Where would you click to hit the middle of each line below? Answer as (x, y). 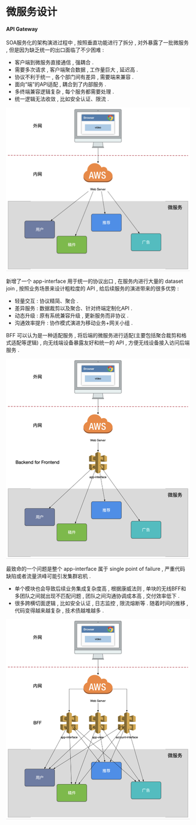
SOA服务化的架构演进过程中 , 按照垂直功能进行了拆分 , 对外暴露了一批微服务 (97, 43)
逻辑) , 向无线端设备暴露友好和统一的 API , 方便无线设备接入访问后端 (108, 343)
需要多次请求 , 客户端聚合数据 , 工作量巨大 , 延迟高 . (76, 70)
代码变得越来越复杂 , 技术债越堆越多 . (59, 610)
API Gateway (22, 29)
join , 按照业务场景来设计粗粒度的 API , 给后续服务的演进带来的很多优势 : (92, 289)
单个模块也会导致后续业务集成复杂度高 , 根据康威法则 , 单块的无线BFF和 (100, 588)
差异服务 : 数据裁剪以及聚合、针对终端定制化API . (73, 309)
